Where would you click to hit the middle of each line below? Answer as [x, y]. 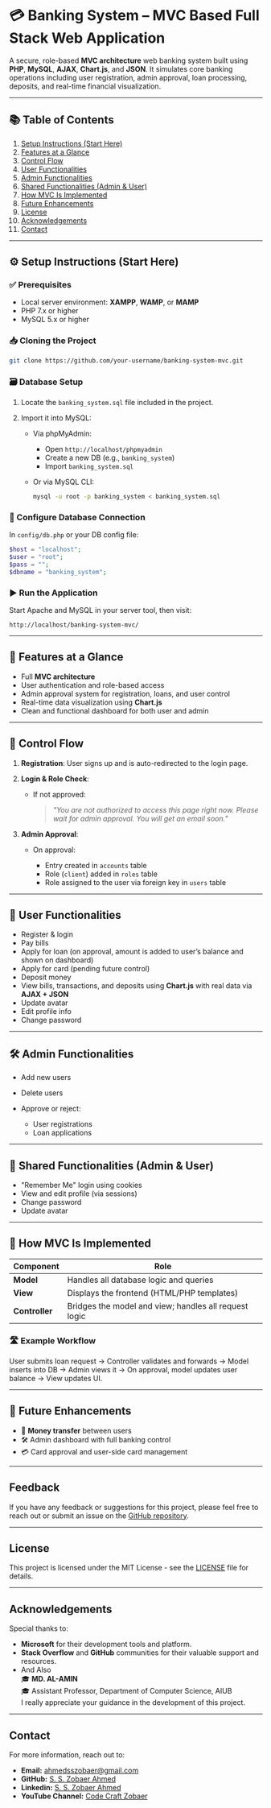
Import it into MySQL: [56, 418]
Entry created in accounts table [96, 865]
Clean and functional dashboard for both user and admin [115, 710]
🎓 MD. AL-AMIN [49, 1679]
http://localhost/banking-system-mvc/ [74, 625]
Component [36, 1266]
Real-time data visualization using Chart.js [92, 702]
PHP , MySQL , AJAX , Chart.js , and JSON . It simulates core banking [121, 68]
